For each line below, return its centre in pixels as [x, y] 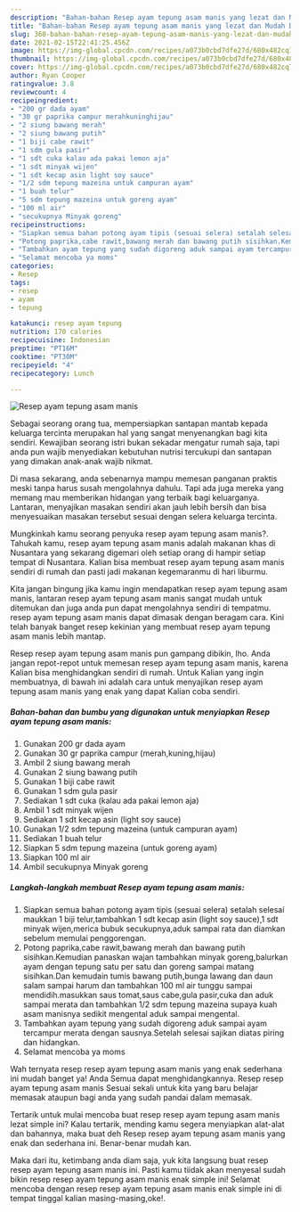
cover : [22, 68]
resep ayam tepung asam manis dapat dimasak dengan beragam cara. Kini [147, 618]
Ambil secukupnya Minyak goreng [85, 867]
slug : [20, 34]
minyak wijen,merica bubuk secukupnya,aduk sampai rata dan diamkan [154, 929]
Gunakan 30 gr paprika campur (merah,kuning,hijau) [119, 753]
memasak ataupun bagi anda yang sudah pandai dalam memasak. [131, 1098]
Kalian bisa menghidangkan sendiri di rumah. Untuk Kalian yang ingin [137, 673]
